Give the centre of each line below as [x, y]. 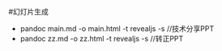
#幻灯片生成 [28, 12]
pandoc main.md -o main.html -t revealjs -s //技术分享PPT [117, 29]
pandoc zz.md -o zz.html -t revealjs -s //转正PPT [102, 39]
